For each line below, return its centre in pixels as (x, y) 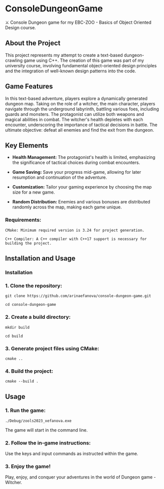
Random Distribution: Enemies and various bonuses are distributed (81, 202)
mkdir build (17, 327)
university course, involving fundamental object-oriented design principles (81, 65)
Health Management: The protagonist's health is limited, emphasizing (84, 157)
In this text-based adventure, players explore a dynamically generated (76, 98)
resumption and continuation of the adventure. (60, 177)
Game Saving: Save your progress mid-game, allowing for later (77, 172)
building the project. (28, 243)
